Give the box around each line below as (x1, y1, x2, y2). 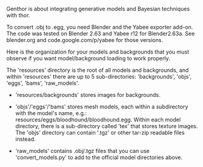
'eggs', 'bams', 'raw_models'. (6, 79, 79, 87)
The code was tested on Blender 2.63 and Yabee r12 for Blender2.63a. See (6, 30, 195, 37)
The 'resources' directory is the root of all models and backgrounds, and (6, 66, 189, 74)
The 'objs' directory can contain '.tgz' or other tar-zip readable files (15, 129, 185, 136)
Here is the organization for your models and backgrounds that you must (6, 48, 190, 55)
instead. (15, 135, 36, 143)
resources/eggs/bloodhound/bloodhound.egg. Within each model (15, 116, 181, 123)
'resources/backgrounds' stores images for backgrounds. (15, 91, 161, 98)
